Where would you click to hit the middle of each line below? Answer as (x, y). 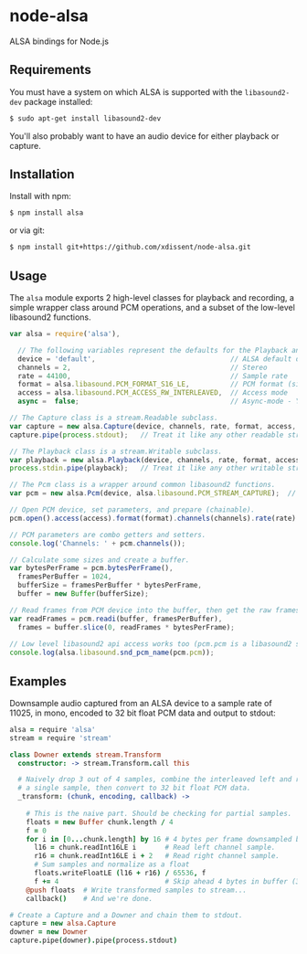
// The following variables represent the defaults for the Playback (153, 350)
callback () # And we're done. (90, 898)
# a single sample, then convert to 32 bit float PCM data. (134, 788)
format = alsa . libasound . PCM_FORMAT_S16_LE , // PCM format (151, 385)
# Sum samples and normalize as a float (111, 864)
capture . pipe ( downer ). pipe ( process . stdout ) (94, 941)
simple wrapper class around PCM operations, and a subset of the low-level (152, 307)
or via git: (27, 230)
